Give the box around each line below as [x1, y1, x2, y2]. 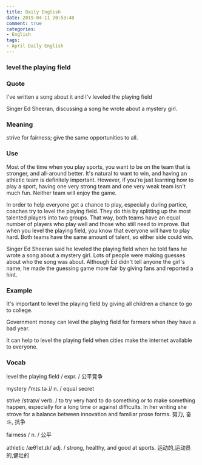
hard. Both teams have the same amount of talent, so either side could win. [6, 233, 194, 241]
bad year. [6, 324, 30, 332]
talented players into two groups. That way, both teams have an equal [6, 214, 181, 221]
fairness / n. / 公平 [6, 431, 52, 439]
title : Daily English [6, 9, 61, 15]
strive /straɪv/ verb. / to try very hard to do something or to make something [6, 397, 195, 404]
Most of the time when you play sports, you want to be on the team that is [6, 163, 191, 171]
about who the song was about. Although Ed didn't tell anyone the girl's [6, 258, 185, 265]
